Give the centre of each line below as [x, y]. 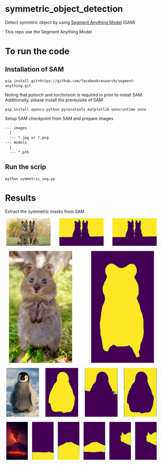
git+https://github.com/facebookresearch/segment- [83, 81]
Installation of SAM [34, 69]
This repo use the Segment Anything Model [49, 32]
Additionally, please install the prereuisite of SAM [54, 100]
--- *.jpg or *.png [29, 137]
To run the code [37, 51]
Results [21, 198]
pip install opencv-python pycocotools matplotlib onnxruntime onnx [76, 109]
